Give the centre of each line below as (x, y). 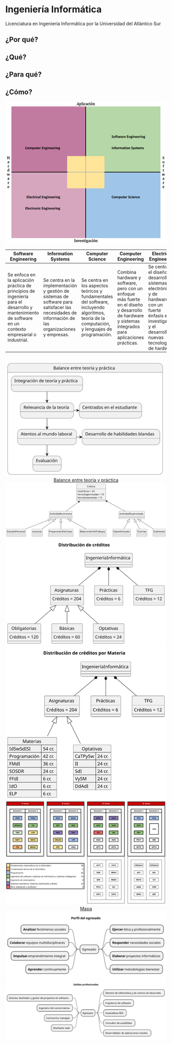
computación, (96, 324)
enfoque (126, 294)
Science (97, 259)
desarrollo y (20, 308)
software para (58, 302)
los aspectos (95, 286)
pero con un (130, 288)
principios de (21, 291)
